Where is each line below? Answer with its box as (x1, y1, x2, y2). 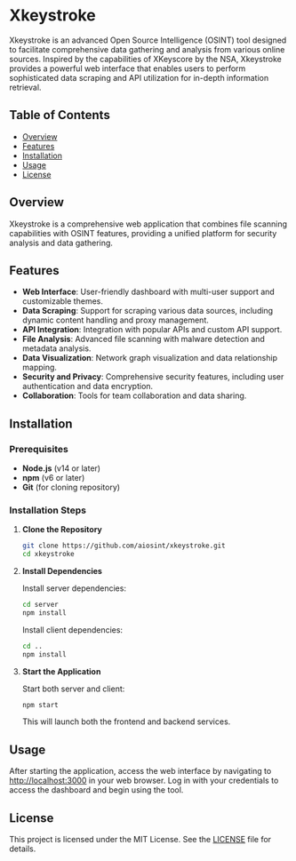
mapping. (21, 362, 58, 373)
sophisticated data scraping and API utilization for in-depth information (9, 72, 269, 83)
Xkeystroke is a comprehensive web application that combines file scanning (9, 219, 287, 229)
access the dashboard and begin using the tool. (9, 785, 184, 795)
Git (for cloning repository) (21, 482, 121, 493)
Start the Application (21, 666, 101, 676)
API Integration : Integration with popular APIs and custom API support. (21, 324, 283, 335)
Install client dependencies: (21, 624, 123, 635)
